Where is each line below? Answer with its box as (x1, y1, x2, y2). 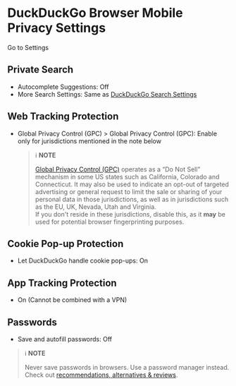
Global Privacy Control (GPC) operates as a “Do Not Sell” (35, 164, 201, 174)
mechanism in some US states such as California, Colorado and (35, 172, 220, 181)
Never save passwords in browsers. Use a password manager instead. (24, 363, 230, 371)
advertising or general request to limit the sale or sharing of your (35, 187, 223, 195)
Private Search (7, 64, 74, 76)
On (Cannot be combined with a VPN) (17, 296, 128, 304)
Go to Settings (7, 43, 49, 52)
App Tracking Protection (7, 277, 118, 289)
